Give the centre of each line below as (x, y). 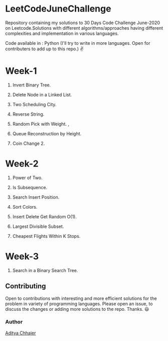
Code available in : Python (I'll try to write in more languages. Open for (78, 43)
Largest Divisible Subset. (38, 226)
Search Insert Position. (36, 197)
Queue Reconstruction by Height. (47, 133)
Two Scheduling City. (34, 104)
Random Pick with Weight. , (41, 124)
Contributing (26, 286)
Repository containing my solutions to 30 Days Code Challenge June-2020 (83, 23)
